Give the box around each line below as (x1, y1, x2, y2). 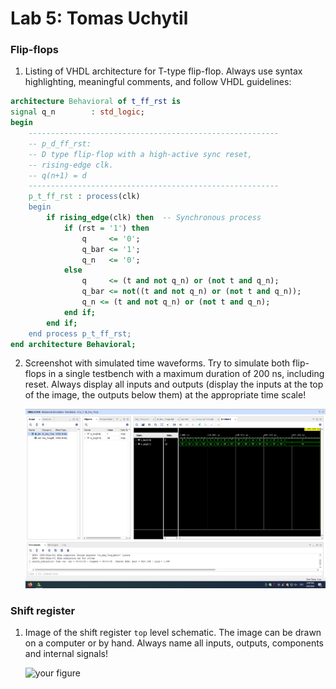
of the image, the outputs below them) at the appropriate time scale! (24, 389, 307, 401)
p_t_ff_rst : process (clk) (28, 192, 141, 202)
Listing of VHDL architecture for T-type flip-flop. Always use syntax (24, 65, 303, 77)
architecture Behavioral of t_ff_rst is (10, 97, 182, 107)
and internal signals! (24, 648, 108, 660)
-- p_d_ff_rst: (28, 138, 92, 149)
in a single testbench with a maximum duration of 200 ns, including (48, 368, 325, 380)
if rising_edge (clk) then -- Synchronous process (46, 213, 262, 223)
